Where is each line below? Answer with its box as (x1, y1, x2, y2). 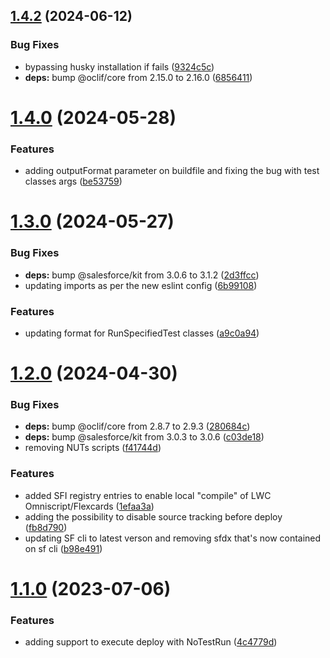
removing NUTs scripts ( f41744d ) (24, 442, 162, 454)
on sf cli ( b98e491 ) (24, 542, 103, 554)
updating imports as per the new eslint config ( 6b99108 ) (24, 279, 258, 291)
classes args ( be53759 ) (24, 175, 123, 188)
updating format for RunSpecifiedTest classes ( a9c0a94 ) (24, 327, 260, 339)
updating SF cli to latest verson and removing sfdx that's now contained (24, 532, 322, 544)
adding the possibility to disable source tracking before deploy (24, 510, 283, 523)
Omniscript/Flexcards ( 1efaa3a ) (24, 500, 155, 512)
